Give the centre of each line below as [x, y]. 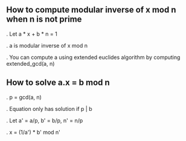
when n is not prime [44, 20]
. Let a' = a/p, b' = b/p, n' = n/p [45, 121]
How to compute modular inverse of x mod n [91, 10]
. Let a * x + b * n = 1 [32, 34]
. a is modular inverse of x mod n [47, 45]
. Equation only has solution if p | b [49, 108]
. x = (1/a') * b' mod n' [33, 132]
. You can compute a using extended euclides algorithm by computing [93, 57]
